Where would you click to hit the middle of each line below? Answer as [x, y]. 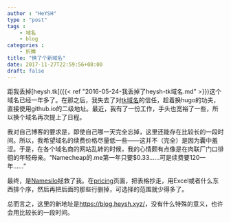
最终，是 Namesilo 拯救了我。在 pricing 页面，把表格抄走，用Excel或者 [104, 180]
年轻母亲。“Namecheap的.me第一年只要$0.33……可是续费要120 [109, 157]
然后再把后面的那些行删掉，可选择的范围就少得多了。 [112, 189]
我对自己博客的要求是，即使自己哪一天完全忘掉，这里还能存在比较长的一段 [112, 132]
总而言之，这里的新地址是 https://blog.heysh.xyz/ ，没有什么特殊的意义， [109, 204]
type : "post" [27, 20]
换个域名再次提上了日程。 [49, 117]
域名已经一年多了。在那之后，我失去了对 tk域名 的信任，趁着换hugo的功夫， [113, 99]
